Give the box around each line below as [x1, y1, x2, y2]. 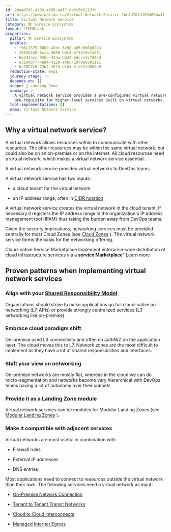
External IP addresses [12, 456, 59, 462]
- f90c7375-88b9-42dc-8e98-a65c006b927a [14, 45, 101, 50]
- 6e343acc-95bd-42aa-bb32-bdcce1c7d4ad [14, 55, 101, 60]
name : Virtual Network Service [10, 107, 76, 112]
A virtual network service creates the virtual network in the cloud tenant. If [5, 205, 161, 211]
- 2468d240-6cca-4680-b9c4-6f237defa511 [14, 50, 101, 55]
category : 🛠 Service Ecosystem [5, 21, 73, 27]
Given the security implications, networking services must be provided [5, 225, 154, 232]
